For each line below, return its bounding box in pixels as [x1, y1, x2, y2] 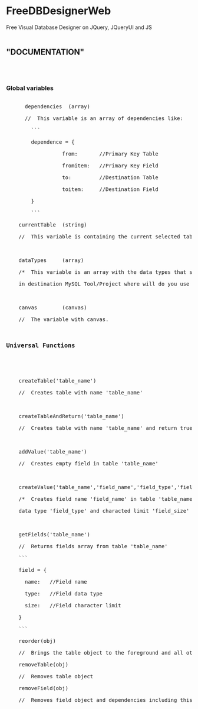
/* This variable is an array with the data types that [18, 269, 187, 276]
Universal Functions [6, 341, 75, 349]
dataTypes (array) [18, 257, 84, 264]
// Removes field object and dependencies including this [18, 697, 193, 704]
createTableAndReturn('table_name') [18, 413, 125, 420]
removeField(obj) [18, 685, 69, 692]
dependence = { [31, 139, 75, 145]
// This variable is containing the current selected [18, 234, 181, 240]
